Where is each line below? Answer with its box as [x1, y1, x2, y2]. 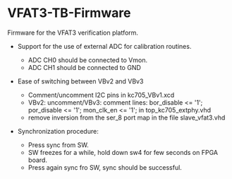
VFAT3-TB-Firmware [7, 5, 131, 21]
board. [28, 156, 48, 164]
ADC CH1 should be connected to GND [28, 63, 141, 71]
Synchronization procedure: [17, 127, 99, 135]
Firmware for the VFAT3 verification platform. [7, 28, 139, 37]
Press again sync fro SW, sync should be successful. [28, 163, 182, 171]
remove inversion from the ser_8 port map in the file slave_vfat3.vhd [28, 113, 226, 122]
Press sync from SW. [28, 140, 90, 149]
